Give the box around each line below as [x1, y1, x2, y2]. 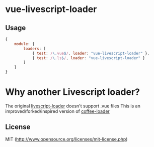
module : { [14, 41, 35, 46]
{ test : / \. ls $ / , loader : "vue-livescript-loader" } [32, 55, 145, 61]
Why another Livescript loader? [5, 86, 140, 98]
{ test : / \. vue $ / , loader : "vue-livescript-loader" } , [32, 51, 150, 56]
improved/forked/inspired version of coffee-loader [5, 108, 110, 114]
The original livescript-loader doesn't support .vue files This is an [5, 103, 141, 109]
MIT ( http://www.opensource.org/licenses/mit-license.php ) [5, 136, 128, 142]
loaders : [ [23, 46, 46, 51]
